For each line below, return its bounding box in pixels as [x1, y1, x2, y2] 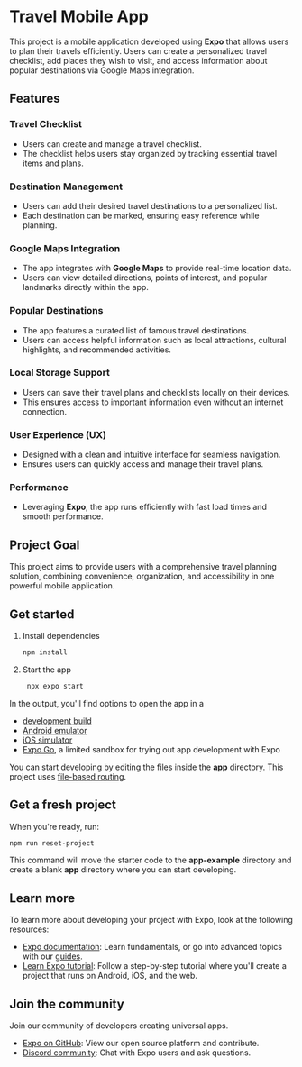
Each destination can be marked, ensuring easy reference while [22, 210, 260, 221]
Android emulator [22, 725, 87, 735]
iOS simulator [22, 734, 73, 745]
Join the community [9, 996, 124, 1011]
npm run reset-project [9, 838, 95, 848]
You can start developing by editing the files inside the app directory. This [9, 761, 284, 772]
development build [22, 715, 92, 726]
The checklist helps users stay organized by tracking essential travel [22, 148, 278, 159]
